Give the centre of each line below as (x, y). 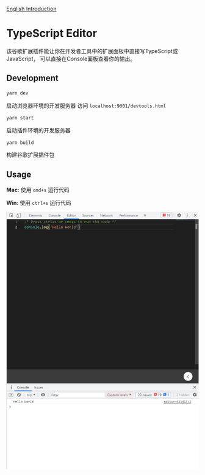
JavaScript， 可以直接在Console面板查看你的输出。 (71, 59)
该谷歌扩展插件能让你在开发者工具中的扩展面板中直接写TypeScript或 (92, 51)
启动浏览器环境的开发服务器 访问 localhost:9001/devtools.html (86, 105)
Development (33, 78)
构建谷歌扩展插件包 (31, 155)
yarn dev (17, 93)
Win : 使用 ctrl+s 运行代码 (39, 203)
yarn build (20, 143)
